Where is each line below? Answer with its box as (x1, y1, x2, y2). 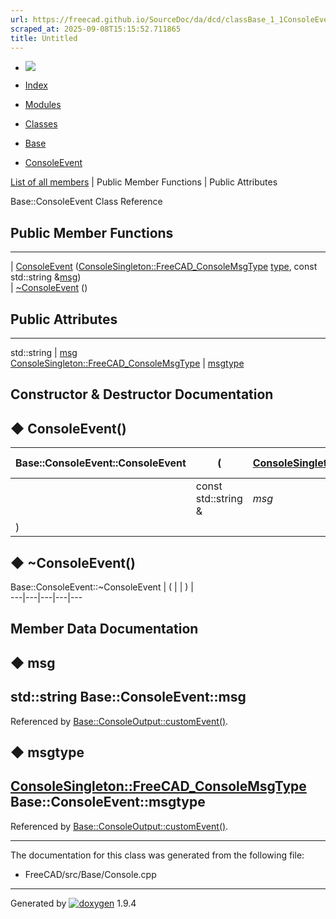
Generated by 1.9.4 (10, 897, 137, 909)
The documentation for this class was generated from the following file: (10, 849, 305, 861)
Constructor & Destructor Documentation (10, 386, 274, 403)
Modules (24, 99, 62, 111)
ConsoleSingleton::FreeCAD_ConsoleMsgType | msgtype (10, 357, 245, 369)
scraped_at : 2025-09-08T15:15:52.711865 (10, 24, 182, 34)
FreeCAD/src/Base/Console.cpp (24, 868, 157, 880)
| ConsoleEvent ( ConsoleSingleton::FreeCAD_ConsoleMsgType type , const (10, 261, 318, 273)
